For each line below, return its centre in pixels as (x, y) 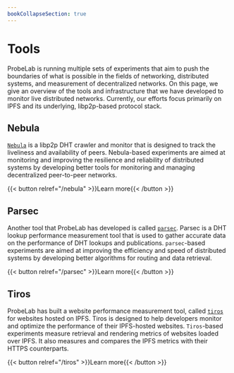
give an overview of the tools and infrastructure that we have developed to (116, 91)
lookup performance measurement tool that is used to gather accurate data (117, 236)
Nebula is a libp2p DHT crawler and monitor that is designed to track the (112, 145)
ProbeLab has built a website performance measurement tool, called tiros (115, 311)
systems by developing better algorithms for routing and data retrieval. (110, 258)
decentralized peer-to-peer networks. (62, 175)
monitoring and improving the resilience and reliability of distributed (106, 160)
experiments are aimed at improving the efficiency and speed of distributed (117, 251)
